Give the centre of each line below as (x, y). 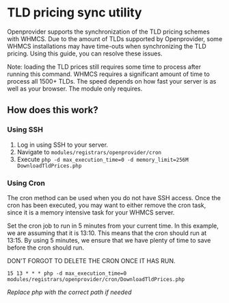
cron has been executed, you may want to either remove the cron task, (107, 205)
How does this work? (53, 110)
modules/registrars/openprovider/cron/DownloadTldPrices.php (96, 279)
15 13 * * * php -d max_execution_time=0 (67, 273)
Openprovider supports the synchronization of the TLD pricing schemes (108, 32)
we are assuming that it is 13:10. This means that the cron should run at (107, 233)
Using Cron (26, 183)
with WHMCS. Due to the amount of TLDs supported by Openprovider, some (115, 38)
